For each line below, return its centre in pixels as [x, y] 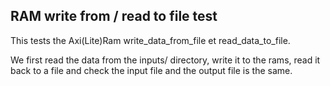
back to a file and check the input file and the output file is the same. [151, 70]
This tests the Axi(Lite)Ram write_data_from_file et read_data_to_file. [150, 40]
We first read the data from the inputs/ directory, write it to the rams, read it [165, 60]
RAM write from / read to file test [114, 16]
